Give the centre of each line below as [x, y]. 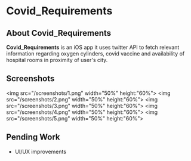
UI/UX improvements [41, 151]
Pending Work [33, 137]
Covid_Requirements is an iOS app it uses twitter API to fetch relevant [93, 47]
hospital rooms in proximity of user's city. [57, 60]
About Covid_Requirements [59, 33]
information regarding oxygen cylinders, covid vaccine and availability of [95, 54]
